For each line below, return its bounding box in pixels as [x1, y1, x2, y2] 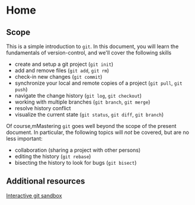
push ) [14, 86, 28, 92]
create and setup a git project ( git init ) [14, 60, 114, 68]
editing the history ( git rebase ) [14, 153, 91, 160]
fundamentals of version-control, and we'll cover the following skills [6, 49, 172, 56]
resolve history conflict [14, 105, 71, 111]
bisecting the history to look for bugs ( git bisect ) [14, 159, 137, 166]
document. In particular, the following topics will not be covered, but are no [6, 129, 190, 136]
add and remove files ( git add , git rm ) [14, 67, 110, 74]
